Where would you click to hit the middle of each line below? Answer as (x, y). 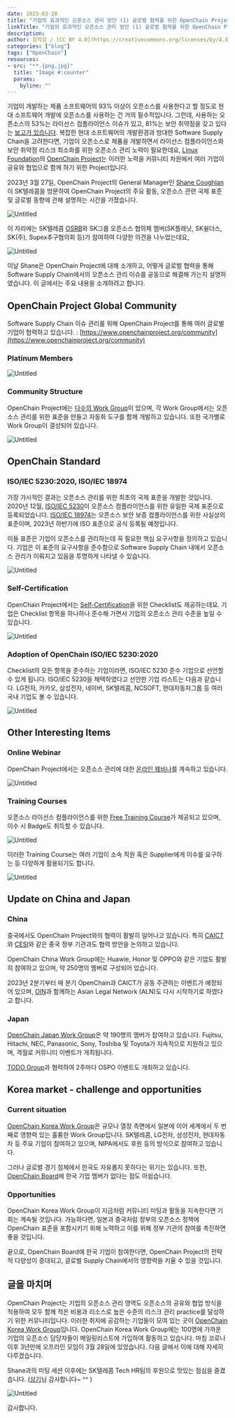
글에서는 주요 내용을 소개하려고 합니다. (93, 283)
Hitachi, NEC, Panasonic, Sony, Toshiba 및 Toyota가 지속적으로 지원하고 (108, 1043)
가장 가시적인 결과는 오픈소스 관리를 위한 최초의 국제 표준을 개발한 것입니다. (110, 498)
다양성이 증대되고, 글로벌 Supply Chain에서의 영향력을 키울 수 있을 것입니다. (118, 1260)
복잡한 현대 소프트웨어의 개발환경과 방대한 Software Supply (141, 132)
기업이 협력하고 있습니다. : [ (45, 332)
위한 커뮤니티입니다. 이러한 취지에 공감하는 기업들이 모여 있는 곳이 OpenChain (121, 1320)
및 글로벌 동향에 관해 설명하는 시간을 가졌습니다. (73, 200)
